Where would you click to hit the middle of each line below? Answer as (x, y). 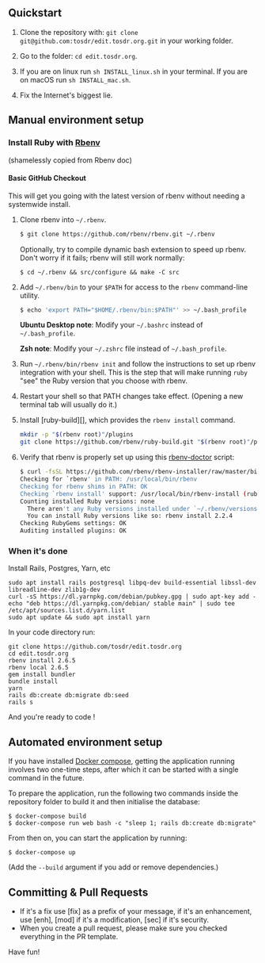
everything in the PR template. (69, 936)
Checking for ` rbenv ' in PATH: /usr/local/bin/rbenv (108, 479)
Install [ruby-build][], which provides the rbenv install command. (127, 420)
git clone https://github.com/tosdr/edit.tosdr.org (95, 647)
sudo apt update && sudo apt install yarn (79, 618)
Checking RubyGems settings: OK (73, 524)
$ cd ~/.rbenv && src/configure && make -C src (99, 272)
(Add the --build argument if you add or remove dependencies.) (114, 867)
